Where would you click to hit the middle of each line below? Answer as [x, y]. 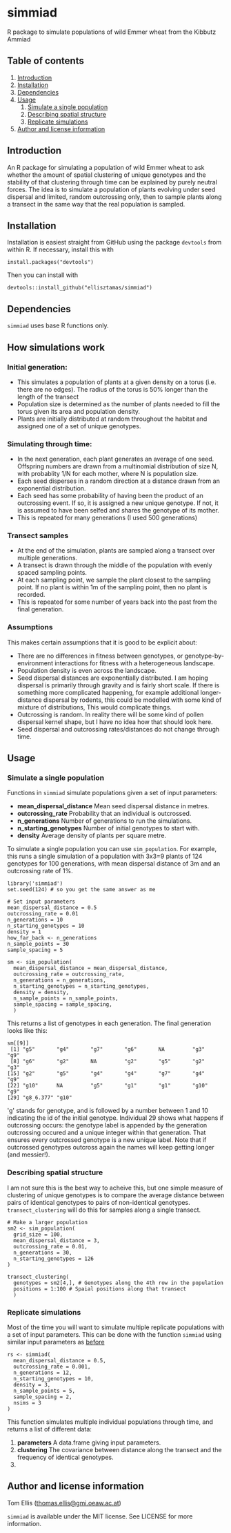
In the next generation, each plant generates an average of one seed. [115, 459]
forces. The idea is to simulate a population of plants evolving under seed [111, 189]
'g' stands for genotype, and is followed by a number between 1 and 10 [108, 1111]
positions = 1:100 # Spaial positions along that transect [100, 1289]
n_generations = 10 [35, 920]
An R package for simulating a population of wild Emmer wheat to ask [106, 167]
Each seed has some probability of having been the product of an [110, 496]
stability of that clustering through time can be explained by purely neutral [112, 182]
